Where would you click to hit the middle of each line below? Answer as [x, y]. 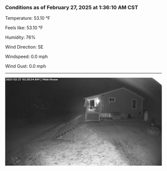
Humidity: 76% [20, 37]
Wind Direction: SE [24, 47]
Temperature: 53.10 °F [28, 18]
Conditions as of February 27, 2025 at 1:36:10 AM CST [72, 7]
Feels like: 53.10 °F [24, 28]
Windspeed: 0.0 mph [27, 57]
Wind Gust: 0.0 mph [26, 66]
